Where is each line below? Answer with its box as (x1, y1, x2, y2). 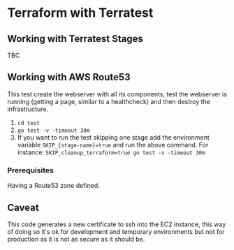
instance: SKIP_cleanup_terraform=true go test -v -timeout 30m (17, 148, 205, 156)
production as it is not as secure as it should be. (7, 235, 145, 243)
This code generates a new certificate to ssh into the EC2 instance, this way (7, 220, 226, 228)
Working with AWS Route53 (7, 71, 131, 83)
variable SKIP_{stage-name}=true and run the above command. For (17, 140, 209, 149)
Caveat (7, 201, 40, 214)
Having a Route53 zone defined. (7, 182, 100, 190)
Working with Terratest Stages (7, 33, 143, 45)
